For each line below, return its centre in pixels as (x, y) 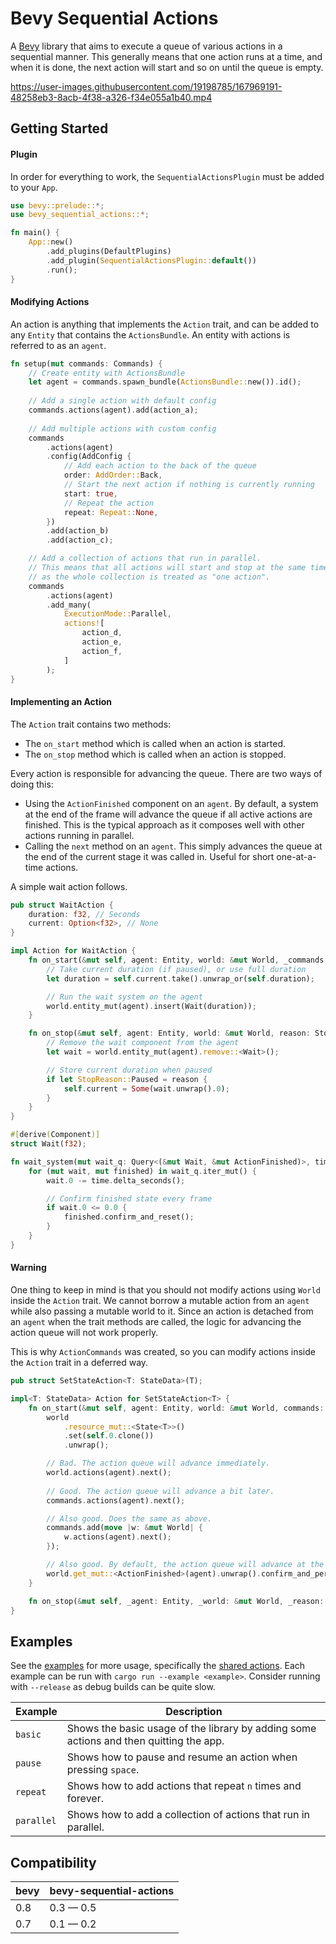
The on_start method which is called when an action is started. (155, 743)
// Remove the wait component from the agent (143, 1043)
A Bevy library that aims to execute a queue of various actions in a (146, 46)
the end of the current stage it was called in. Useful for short (149, 856)
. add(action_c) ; (80, 540)
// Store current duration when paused (129, 1070)
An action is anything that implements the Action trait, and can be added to (165, 324)
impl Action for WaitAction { (73, 951)
